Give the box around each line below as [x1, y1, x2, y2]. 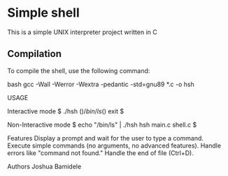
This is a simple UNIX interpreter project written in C [7, 28, 157, 36]
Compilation [7, 48, 62, 60]
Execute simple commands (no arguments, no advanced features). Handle [7, 141, 222, 150]
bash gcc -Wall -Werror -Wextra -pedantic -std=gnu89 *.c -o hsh [7, 80, 194, 88]
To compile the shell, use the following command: [7, 66, 150, 74]
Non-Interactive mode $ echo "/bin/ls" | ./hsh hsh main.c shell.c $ [7, 120, 197, 129]
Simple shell [7, 5, 80, 21]
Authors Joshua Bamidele [7, 162, 82, 170]
